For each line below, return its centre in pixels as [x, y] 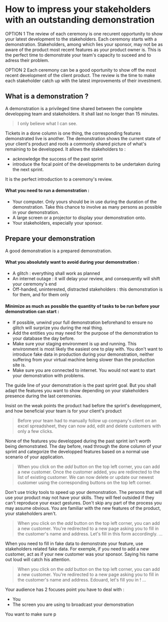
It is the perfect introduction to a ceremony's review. [59, 179]
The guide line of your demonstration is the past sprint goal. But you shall [81, 385]
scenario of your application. [35, 457]
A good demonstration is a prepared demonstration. [58, 251]
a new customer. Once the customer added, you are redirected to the [88, 472]
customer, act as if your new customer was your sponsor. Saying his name [82, 554]
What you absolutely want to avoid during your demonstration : [72, 262]
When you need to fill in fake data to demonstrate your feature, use [74, 543]
